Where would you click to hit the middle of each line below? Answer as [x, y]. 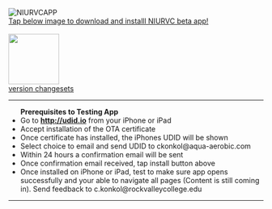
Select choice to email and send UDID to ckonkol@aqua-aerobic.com [135, 146]
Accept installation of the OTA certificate [88, 129]
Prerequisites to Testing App [69, 112]
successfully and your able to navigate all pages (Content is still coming [140, 180]
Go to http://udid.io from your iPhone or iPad [96, 120]
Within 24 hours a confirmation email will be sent [102, 155]
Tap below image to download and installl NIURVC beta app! [108, 21]
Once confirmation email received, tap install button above [118, 163]
